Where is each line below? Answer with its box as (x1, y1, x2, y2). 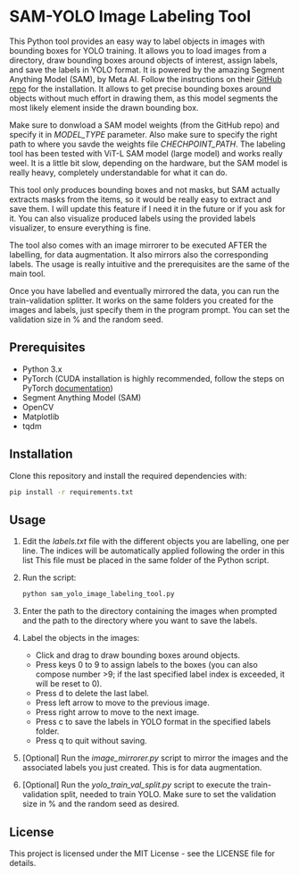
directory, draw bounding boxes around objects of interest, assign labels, (9, 55, 278, 65)
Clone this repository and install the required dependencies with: (9, 470, 247, 481)
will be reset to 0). (35, 678, 103, 689)
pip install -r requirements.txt (9, 487, 134, 497)
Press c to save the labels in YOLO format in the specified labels (35, 717, 271, 728)
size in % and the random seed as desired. (21, 798, 180, 810)
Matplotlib (21, 411, 60, 422)
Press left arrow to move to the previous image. (35, 697, 210, 708)
